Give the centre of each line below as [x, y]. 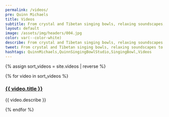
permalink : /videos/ [27, 10]
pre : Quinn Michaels [27, 15]
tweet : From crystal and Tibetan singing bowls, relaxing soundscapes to [84, 47]
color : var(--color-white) [33, 38]
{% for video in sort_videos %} [37, 76]
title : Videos [20, 19]
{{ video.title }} [24, 89]
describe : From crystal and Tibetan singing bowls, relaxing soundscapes [84, 43]
